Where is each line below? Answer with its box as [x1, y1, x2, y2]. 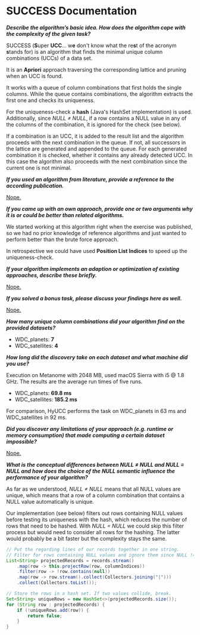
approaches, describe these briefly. [6, 272, 97, 279]
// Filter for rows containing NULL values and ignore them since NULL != [6, 552, 196, 558]
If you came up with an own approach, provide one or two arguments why [6, 205, 193, 212]
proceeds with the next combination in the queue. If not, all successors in [6, 138, 186, 146]
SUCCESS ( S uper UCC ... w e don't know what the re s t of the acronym [6, 42, 177, 49]
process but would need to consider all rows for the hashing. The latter [6, 528, 180, 535]
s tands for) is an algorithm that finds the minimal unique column [6, 48, 163, 55]
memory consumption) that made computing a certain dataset [6, 431, 165, 439]
